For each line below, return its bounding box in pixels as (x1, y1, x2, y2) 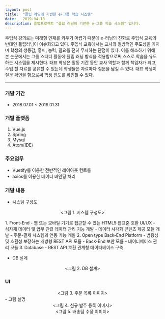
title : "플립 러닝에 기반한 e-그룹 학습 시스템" (5, 12, 93, 17)
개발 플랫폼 (5, 115, 30, 122)
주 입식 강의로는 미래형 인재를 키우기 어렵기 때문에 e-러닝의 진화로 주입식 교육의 (5, 35, 156, 41)
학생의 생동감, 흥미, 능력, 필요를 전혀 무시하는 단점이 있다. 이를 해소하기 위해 (10, 47, 156, 53)
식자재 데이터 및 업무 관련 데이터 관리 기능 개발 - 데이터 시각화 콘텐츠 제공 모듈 (5, 226, 155, 232)
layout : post (5, 7, 32, 12)
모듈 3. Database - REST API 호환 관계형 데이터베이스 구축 (10, 245, 124, 251)
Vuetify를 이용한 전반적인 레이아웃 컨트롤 (12, 167, 91, 173)
